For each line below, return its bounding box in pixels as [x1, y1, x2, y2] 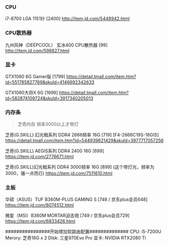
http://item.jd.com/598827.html [5, 47, 69, 53]
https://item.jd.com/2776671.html [5, 154, 74, 160]
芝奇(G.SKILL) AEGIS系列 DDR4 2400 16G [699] [5, 148, 104, 154]
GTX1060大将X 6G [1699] [5, 89, 58, 95]
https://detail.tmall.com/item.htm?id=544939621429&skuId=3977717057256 [5, 138, 164, 144]
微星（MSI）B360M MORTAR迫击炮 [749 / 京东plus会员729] [5, 213, 130, 219]
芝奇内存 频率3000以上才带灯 [17, 121, 79, 127]
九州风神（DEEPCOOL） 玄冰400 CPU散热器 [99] [5, 42, 108, 48]
